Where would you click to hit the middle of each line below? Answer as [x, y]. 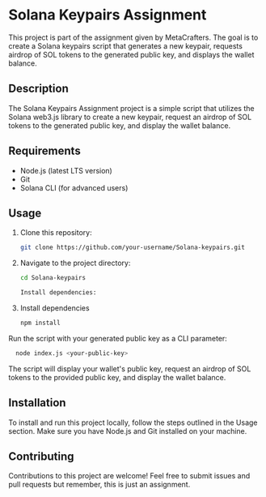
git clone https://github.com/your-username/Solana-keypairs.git [132, 248]
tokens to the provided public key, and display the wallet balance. [117, 377]
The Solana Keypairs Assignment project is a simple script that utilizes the [131, 108]
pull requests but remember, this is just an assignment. [99, 485]
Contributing [41, 456]
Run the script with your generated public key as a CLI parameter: [118, 338]
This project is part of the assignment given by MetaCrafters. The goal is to [133, 37]
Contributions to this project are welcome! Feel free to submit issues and [129, 476]
